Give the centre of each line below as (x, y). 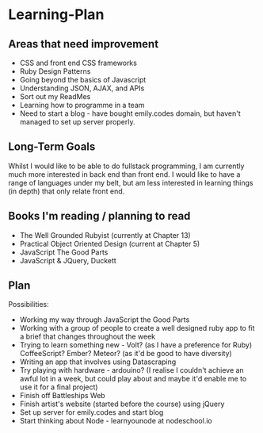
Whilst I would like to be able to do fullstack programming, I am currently (126, 166)
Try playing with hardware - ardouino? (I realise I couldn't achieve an (131, 370)
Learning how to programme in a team (82, 105)
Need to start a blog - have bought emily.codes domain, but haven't (130, 113)
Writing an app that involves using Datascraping (98, 362)
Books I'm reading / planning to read (99, 216)
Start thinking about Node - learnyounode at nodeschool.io (116, 421)
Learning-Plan (56, 15)
